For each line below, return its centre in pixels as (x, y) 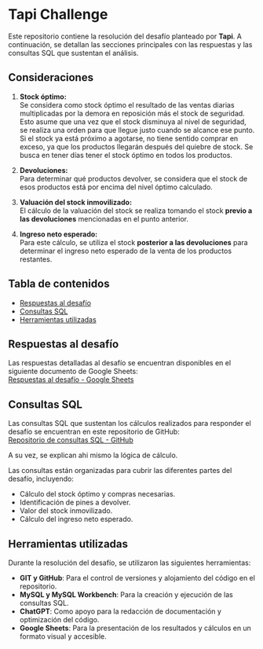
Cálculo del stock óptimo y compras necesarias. (97, 494)
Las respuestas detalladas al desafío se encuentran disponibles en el (120, 363)
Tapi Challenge (58, 15)
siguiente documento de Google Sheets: (73, 372)
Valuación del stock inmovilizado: (75, 202)
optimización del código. (59, 620)
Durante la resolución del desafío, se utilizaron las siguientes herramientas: (130, 563)
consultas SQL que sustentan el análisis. (73, 53)
